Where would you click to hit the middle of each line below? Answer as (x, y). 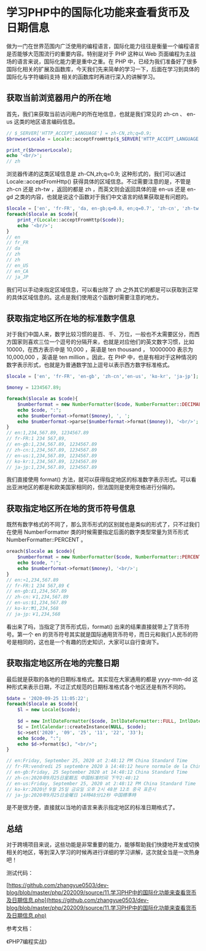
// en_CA (17, 271)
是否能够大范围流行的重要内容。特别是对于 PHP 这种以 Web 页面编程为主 (98, 53)
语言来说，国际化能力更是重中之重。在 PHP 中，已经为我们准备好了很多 (107, 61)
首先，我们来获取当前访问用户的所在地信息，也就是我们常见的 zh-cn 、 (96, 114)
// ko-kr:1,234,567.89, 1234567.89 (52, 461)
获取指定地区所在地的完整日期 (63, 663)
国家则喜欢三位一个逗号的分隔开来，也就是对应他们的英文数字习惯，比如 (103, 342)
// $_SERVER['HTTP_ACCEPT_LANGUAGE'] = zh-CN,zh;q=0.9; (79, 133)
